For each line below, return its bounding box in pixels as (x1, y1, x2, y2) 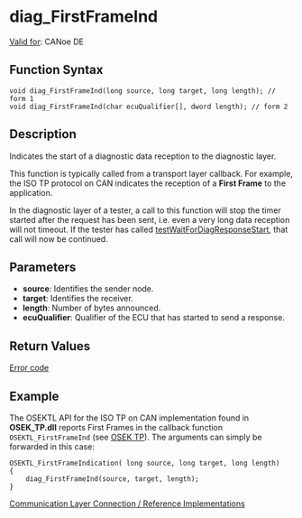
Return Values (9, 338, 91, 354)
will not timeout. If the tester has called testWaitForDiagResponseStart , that (9, 224, 288, 235)
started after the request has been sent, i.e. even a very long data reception (9, 214, 290, 225)
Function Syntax (9, 62, 104, 78)
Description (9, 126, 77, 142)
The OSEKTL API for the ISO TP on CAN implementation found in (9, 412, 250, 423)
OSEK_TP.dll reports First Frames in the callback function (9, 422, 224, 432)
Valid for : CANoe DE (9, 36, 84, 47)
